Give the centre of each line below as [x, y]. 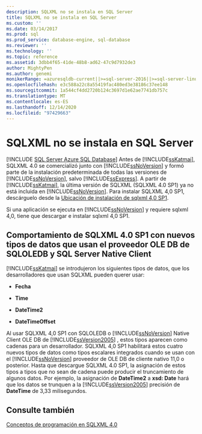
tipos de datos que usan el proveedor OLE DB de [98, 244]
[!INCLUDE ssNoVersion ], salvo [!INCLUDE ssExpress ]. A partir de [86, 179]
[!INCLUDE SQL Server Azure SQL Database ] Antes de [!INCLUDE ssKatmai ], [101, 159]
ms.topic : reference [32, 57]
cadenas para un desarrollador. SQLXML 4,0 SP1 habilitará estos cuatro [95, 346]
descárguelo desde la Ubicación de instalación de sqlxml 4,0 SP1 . [87, 198]
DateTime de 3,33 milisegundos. [47, 391]
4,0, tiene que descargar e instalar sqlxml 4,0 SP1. [68, 216]
